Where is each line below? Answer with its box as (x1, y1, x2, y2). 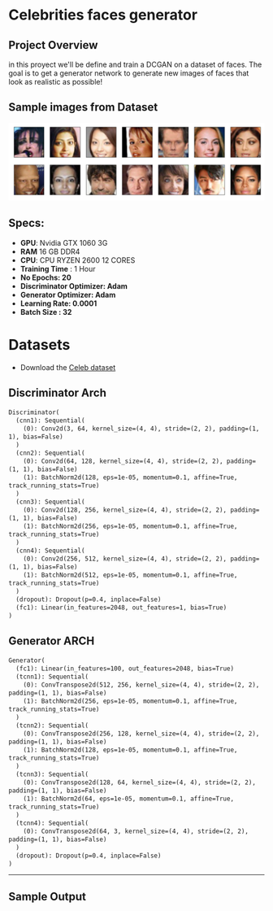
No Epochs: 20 (19, 272, 71, 282)
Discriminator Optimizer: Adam (19, 281, 128, 290)
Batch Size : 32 (19, 307, 72, 316)
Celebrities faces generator (8, 6, 197, 24)
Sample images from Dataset (8, 100, 158, 115)
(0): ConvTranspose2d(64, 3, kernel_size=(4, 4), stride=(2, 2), (23, 827, 249, 835)
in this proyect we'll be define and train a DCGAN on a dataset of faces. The (8, 59, 262, 69)
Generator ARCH (8, 634, 95, 647)
